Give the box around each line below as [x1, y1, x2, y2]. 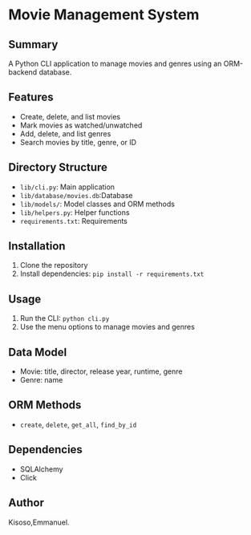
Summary [8, 38, 59, 51]
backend [8, 67, 38, 77]
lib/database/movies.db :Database [19, 190, 133, 200]
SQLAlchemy [19, 464, 63, 474]
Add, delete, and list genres [19, 128, 111, 138]
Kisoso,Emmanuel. [8, 517, 70, 527]
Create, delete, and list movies [19, 111, 121, 121]
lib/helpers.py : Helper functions [19, 207, 130, 217]
